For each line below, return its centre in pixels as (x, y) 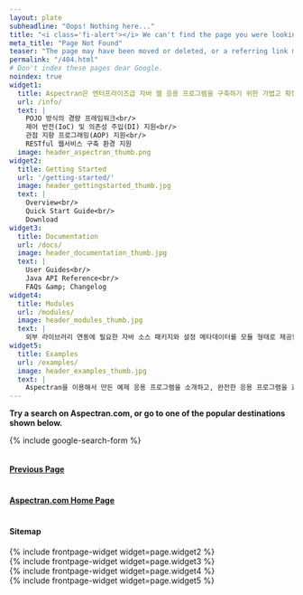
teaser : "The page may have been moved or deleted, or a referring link (149, 52)
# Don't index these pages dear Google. (87, 69)
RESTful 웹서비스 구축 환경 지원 (79, 144)
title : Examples (48, 354)
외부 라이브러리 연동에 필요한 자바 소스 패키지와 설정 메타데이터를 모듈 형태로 (151, 337)
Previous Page (37, 469)
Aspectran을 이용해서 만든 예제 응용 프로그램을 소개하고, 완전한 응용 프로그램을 (156, 388)
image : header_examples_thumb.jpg (82, 371)
